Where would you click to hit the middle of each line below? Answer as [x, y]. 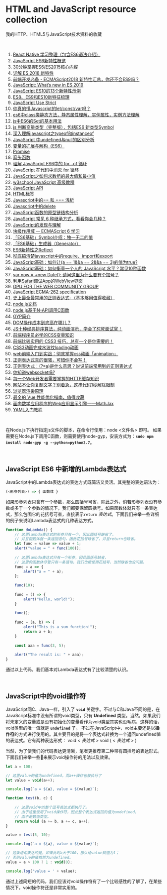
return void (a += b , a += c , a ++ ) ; [53, 821]
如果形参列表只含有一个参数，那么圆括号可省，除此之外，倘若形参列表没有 [82, 502]
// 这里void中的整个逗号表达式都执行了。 [52, 807]
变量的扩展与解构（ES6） [39, 146]
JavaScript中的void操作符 [46, 696]
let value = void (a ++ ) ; [30, 780]
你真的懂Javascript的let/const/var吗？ [52, 109]
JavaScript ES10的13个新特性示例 [47, 91]
